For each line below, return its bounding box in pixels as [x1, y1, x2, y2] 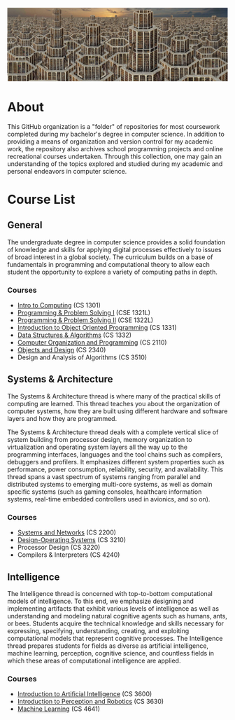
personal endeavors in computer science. [7, 167, 127, 175]
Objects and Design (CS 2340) [17, 346, 106, 354]
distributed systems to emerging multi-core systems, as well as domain [7, 480, 213, 488]
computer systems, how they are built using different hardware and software [7, 407, 228, 415]
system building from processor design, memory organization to [7, 435, 192, 443]
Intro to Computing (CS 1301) [17, 301, 101, 310]
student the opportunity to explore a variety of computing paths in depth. [7, 268, 218, 276]
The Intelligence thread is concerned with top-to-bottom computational [7, 589, 213, 597]
